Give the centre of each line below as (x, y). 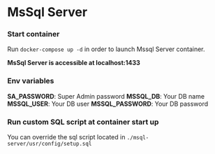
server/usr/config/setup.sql (50, 144)
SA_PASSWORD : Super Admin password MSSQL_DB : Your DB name (106, 96)
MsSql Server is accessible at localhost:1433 (74, 63)
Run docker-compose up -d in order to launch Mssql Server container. (106, 49)
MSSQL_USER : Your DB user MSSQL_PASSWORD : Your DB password (108, 104)
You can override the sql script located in (66, 137)
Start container (34, 34)
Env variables (31, 81)
